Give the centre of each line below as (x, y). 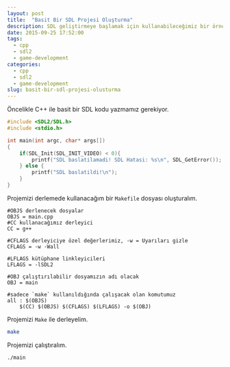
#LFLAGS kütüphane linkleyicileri (56, 258)
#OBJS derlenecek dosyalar (46, 211)
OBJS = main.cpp (30, 216)
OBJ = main (23, 282)
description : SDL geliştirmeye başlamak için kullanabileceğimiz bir (108, 26)
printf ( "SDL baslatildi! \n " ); (75, 173)
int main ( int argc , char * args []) (56, 140)
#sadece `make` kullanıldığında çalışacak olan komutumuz (91, 294)
